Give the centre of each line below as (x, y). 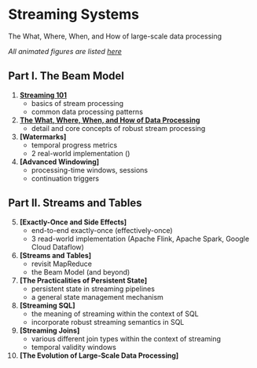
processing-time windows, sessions (89, 169)
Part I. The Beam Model (66, 76)
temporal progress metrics (74, 145)
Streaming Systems (74, 15)
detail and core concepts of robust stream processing (118, 128)
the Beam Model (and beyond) (81, 271)
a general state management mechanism (97, 297)
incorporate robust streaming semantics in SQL (108, 322)
